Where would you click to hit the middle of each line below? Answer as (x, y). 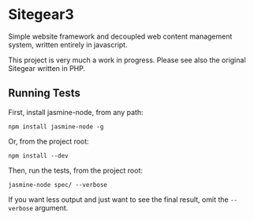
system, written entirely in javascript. (68, 44)
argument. (52, 207)
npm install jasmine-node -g (56, 127)
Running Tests (44, 93)
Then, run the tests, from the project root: (76, 170)
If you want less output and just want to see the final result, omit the (118, 199)
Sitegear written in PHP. (47, 68)
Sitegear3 (41, 15)
